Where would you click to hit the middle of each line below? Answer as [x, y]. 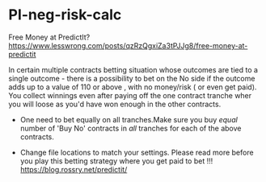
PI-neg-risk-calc [65, 15]
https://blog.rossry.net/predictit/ [74, 169]
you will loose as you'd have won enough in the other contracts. [115, 104]
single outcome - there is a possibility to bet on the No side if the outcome [132, 78]
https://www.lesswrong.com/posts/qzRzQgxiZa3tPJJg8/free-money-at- [128, 45]
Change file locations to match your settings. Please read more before [137, 152]
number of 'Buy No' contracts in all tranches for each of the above [131, 128]
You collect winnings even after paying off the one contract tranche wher [130, 95]
